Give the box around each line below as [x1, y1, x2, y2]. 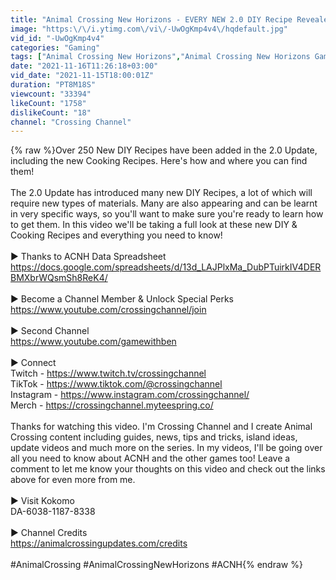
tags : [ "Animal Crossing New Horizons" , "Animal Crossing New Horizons [10, 52, 311, 62]
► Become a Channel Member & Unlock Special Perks [10, 293, 234, 305]
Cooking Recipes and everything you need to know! [10, 229, 223, 241]
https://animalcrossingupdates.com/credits [10, 537, 188, 550]
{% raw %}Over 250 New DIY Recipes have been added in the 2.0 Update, [10, 144, 318, 156]
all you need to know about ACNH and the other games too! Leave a [10, 452, 291, 465]
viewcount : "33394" [10, 89, 92, 99]
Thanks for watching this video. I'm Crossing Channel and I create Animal [10, 421, 313, 433]
